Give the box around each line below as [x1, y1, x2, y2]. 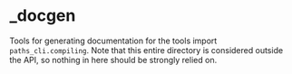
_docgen [9, 5, 76, 26]
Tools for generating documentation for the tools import [9, 35, 218, 46]
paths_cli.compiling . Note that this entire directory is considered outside [9, 44, 284, 55]
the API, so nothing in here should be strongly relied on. [9, 54, 218, 65]
